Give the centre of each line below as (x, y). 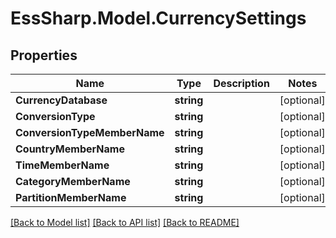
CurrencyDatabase (61, 100)
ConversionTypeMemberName (90, 132)
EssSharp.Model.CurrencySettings (158, 18)
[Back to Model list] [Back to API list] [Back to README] (125, 222)
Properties (44, 55)
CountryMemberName (70, 149)
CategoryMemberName (73, 181)
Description (241, 83)
